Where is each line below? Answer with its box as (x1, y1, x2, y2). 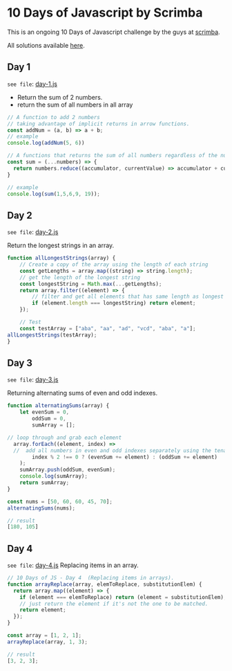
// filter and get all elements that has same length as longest (32, 293, 224, 301)
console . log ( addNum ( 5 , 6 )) (7, 140, 85, 147)
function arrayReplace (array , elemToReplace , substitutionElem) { (7, 580, 202, 588)
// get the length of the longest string (19, 274, 140, 281)
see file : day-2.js (7, 228, 59, 236)
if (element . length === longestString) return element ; (32, 300, 196, 307)
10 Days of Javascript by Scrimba (7, 5, 203, 21)
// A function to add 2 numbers (7, 114, 100, 120)
